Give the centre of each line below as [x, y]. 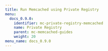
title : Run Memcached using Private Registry [52, 9]
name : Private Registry [38, 28]
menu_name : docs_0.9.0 [28, 41]
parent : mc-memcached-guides [43, 32]
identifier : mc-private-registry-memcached [59, 23]
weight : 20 [25, 37]
